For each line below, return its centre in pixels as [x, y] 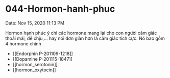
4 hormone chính [23, 43]
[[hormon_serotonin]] [35, 64]
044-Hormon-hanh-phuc [60, 9]
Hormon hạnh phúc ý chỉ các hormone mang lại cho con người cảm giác [81, 33]
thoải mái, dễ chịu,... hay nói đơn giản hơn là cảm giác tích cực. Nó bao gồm [85, 38]
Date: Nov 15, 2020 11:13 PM [35, 23]
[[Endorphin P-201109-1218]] [43, 54]
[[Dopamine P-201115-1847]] [43, 59]
